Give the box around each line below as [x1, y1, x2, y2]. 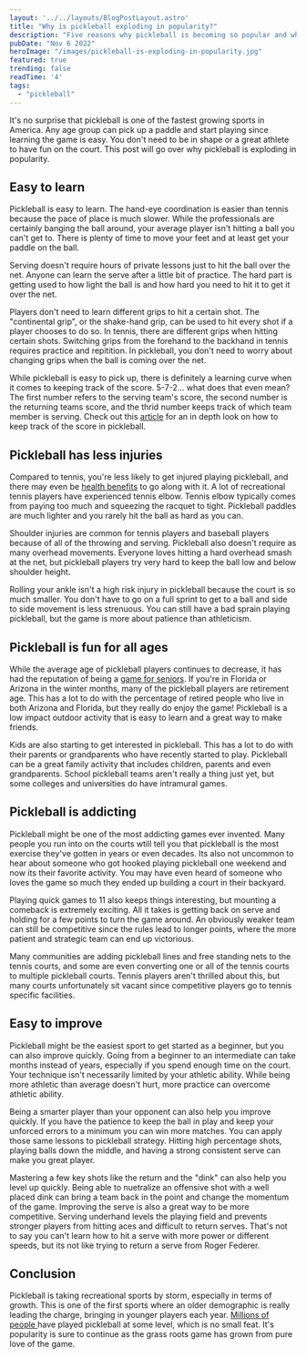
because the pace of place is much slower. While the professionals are [9, 213, 275, 224]
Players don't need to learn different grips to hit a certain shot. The [9, 307, 260, 318]
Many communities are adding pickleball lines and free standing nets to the [9, 950, 291, 961]
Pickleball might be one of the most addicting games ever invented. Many [9, 828, 285, 839]
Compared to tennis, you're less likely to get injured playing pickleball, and [9, 471, 289, 482]
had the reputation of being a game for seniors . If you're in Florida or [9, 673, 267, 684]
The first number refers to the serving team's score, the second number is [9, 392, 289, 403]
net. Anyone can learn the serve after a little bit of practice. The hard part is [9, 269, 293, 280]
